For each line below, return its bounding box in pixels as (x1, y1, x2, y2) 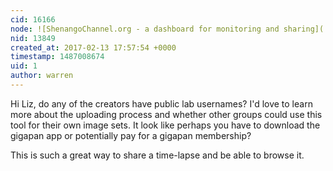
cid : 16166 (10, 14, 56, 25)
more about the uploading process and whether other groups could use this (10, 108, 323, 120)
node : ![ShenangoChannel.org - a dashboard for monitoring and (10, 24, 280, 34)
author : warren (10, 71, 74, 81)
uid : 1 (10, 61, 38, 71)
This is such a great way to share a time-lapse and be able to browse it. (10, 149, 305, 161)
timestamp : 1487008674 (10, 52, 105, 62)
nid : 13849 (10, 33, 56, 43)
